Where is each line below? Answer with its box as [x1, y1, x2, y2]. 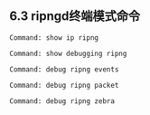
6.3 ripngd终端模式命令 [9, 8, 141, 24]
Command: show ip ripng [9, 33, 99, 43]
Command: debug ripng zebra [9, 96, 116, 106]
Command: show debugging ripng [9, 49, 127, 58]
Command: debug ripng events [9, 64, 119, 74]
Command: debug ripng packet [9, 81, 119, 90]
